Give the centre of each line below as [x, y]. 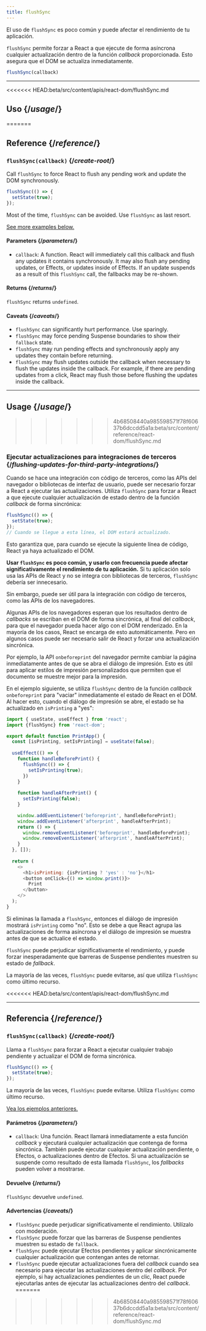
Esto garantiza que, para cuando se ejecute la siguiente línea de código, [97, 544]
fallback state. [34, 343]
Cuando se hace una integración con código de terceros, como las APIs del [102, 478]
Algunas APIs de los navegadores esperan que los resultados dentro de [97, 612]
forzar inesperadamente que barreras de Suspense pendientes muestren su [102, 957]
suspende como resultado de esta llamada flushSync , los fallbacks [100, 1162]
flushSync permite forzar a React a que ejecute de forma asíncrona [91, 48]
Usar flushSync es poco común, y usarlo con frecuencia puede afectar [97, 562]
